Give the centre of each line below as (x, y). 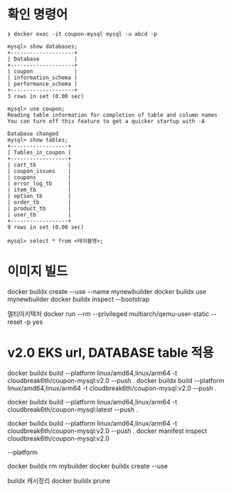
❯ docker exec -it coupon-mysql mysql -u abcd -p (82, 34)
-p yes (33, 322)
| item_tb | (39, 189)
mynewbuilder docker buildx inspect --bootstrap (79, 299)
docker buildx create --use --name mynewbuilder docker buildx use (107, 291)
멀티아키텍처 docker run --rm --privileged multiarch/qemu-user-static (108, 313)
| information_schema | (43, 78)
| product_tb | (39, 208)
